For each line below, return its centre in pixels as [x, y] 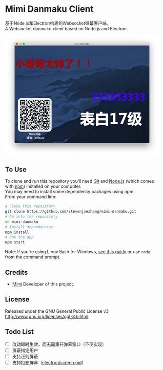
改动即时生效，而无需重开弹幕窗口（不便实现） [59, 344]
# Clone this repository [30, 206]
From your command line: [31, 197]
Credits [17, 272]
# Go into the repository [31, 217]
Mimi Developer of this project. [43, 284]
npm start [15, 242]
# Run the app [20, 237]
